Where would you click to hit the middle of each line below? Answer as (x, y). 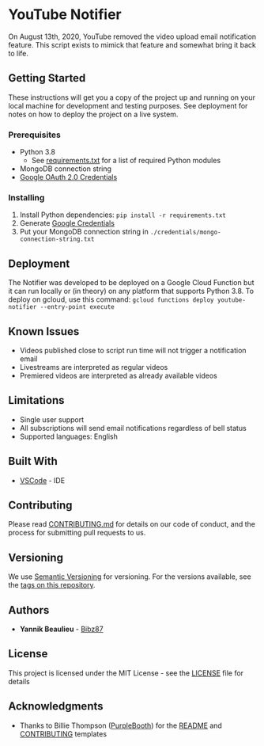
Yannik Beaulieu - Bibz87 (62, 629)
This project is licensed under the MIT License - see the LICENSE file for (126, 673)
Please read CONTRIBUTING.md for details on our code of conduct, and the (132, 524)
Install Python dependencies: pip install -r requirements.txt (123, 215)
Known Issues (44, 331)
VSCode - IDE (42, 480)
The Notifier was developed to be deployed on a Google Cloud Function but (131, 283)
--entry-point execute (77, 307)
